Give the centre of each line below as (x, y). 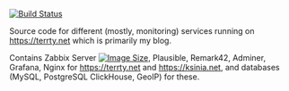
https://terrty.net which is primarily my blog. (91, 41)
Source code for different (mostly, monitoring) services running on (132, 31)
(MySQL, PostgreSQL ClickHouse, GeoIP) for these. (105, 77)
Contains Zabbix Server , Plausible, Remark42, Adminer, (138, 58)
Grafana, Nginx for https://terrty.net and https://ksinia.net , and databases (144, 67)
